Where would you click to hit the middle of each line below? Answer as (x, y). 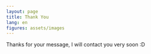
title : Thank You (28, 17)
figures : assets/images (36, 28)
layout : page (22, 11)
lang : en (17, 22)
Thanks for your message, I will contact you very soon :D (75, 45)
